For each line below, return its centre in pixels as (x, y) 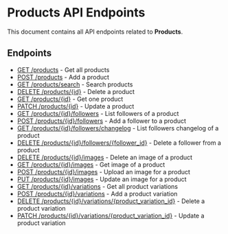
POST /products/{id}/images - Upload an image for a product (104, 172)
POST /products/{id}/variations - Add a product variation (97, 194)
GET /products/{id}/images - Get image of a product (91, 164)
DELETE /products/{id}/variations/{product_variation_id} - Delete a (111, 201)
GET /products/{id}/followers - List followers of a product (98, 113)
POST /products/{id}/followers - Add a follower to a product (102, 121)
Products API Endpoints (76, 13)
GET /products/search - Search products (75, 84)
